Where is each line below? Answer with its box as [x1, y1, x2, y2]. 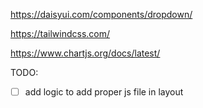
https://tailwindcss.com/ [10, 28, 111, 39]
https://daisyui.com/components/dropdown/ [10, 9, 193, 20]
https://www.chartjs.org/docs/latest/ [10, 47, 161, 59]
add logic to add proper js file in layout [24, 86, 184, 98]
